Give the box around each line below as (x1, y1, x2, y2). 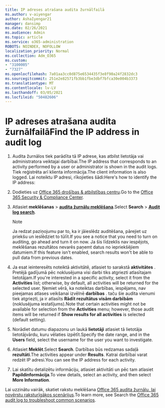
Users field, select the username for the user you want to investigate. (12, 337, 153, 343)
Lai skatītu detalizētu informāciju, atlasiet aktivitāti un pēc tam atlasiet (12, 366, 154, 372)
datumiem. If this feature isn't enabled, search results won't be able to (12, 249, 154, 255)
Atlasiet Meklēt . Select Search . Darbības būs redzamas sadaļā (12, 347, 139, 353)
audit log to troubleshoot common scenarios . (5, 397, 96, 403)
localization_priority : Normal (5, 48, 69, 53)
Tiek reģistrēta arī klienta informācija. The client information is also (12, 169, 146, 175)
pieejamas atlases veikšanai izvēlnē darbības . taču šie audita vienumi (12, 290, 155, 297)
